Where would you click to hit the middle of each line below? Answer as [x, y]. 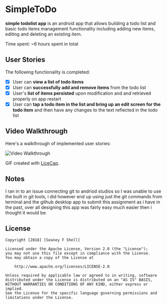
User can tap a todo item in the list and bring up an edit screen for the [87, 104]
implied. [14, 289]
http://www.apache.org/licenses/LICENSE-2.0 [62, 267]
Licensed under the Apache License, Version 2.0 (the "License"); [77, 249]
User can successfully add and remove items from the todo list [79, 88]
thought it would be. [26, 212]
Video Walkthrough [36, 131]
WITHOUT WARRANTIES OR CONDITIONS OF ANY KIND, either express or [77, 284]
